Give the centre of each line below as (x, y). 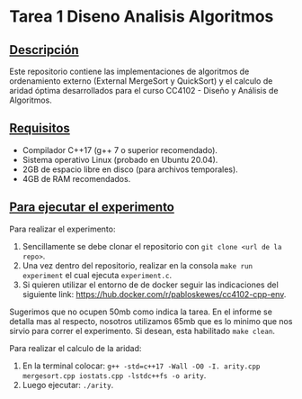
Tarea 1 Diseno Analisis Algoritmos (142, 17)
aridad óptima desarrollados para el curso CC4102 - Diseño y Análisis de (144, 91)
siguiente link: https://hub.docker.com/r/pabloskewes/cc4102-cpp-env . (154, 294)
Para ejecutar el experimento (92, 208)
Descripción (44, 50)
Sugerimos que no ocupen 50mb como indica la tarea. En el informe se (141, 312)
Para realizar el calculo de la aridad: (75, 348)
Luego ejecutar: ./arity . (68, 385)
